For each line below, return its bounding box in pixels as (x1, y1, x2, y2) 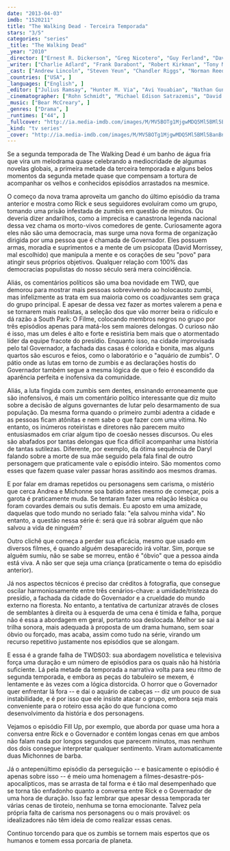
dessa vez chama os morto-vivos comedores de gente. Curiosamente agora (7, 221, 222, 230)
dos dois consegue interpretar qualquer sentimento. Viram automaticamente (7, 745, 222, 753)
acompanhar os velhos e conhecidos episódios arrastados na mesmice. (7, 179, 210, 187)
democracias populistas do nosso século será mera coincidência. (7, 265, 192, 274)
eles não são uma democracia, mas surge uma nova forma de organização (7, 229, 218, 237)
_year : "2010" (7, 49, 48, 56)
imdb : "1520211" (7, 16, 53, 23)
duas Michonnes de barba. (7, 752, 84, 760)
